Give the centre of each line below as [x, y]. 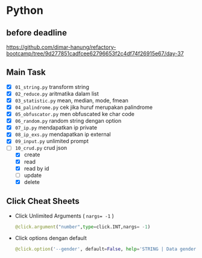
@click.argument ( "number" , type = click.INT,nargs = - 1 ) [83, 227]
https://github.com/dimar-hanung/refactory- [61, 47]
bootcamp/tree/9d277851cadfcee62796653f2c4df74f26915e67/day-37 [95, 54]
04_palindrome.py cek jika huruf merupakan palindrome [84, 107]
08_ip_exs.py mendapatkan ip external [63, 134]
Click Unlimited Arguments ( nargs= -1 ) [65, 216]
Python [25, 11]
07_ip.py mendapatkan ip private [56, 127]
